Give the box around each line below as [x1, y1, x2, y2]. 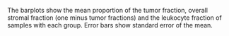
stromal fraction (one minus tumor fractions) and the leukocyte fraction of [7, 13, 223, 22]
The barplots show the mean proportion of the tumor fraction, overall [7, 6, 209, 14]
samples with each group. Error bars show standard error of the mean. [7, 21, 213, 29]
